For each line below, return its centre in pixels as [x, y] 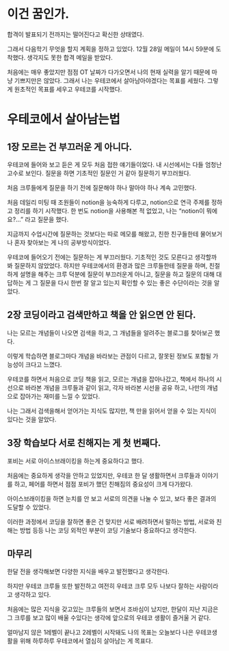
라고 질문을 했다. [47, 219]
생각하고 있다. [32, 595]
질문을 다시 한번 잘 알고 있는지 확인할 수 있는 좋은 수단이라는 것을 [126, 282]
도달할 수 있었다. [29, 507]
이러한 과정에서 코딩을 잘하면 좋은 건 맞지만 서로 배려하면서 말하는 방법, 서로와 [111, 521]
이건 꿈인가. [38, 14]
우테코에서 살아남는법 [64, 120]
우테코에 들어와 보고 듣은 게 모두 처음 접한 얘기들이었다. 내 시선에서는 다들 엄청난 [114, 164]
